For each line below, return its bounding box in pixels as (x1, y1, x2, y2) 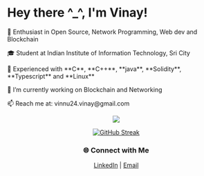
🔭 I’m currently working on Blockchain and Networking (7, 85, 163, 94)
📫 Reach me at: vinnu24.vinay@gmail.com (7, 99, 130, 108)
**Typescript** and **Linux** (7, 72, 95, 80)
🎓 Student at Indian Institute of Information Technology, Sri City (7, 48, 190, 57)
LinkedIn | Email (93, 161, 139, 170)
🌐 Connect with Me (82, 145, 150, 155)
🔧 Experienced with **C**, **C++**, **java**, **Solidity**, (7, 64, 182, 73)
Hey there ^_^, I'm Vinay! (7, 5, 148, 21)
